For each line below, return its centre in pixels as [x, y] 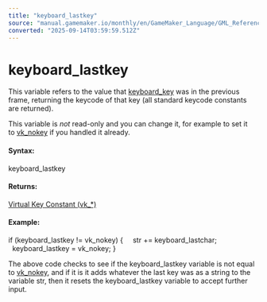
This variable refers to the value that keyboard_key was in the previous [124, 91]
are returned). [31, 109]
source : [21, 23]
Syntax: [21, 150]
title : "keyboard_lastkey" [53, 15]
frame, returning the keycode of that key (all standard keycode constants [128, 100]
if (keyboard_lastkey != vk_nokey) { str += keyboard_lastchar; [112, 240]
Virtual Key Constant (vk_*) [52, 204]
